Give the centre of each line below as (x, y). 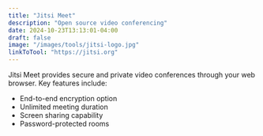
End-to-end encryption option (68, 98)
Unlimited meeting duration (64, 107)
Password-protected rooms (64, 124)
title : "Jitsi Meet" (42, 15)
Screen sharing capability (61, 115)
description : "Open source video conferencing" (88, 23)
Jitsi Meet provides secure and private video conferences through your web (131, 75)
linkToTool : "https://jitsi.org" (63, 52)
